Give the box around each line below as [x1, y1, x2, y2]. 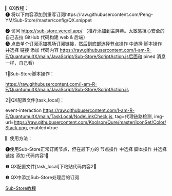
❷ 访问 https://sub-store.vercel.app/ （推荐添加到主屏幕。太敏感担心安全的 [5, 28, 165, 34]
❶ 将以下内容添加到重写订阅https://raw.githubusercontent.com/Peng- [5, 11, 153, 17]
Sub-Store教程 [5, 185, 36, 191]
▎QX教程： [5, 5, 29, 11]
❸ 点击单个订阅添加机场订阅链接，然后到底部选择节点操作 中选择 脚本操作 [5, 41, 162, 47]
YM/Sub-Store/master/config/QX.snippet [5, 17, 92, 23]
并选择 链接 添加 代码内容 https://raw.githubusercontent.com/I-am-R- [5, 47, 152, 53]
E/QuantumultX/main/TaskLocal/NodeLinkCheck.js [5, 113, 113, 120]
